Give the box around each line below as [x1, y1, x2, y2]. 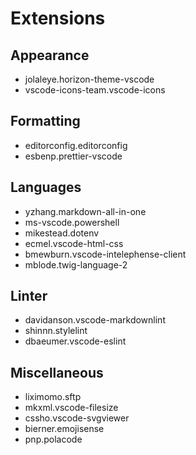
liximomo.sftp [24, 391, 82, 403]
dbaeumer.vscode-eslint [24, 335, 127, 347]
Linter [10, 288, 48, 305]
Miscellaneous [10, 364, 104, 381]
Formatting [10, 113, 81, 130]
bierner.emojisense [24, 423, 105, 435]
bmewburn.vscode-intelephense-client [24, 248, 187, 260]
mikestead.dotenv [24, 227, 100, 239]
